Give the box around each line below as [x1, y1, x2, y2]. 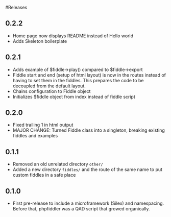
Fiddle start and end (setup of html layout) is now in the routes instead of [12, 71, 166, 78]
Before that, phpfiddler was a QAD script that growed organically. [12, 206, 150, 212]
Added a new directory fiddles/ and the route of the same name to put [12, 166, 162, 173]
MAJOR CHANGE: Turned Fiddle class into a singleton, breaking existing [12, 127, 165, 133]
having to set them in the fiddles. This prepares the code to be [12, 77, 144, 83]
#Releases [5, 5, 28, 10]
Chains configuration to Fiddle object [12, 88, 91, 94]
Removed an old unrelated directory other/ [12, 161, 104, 167]
